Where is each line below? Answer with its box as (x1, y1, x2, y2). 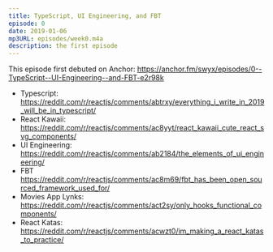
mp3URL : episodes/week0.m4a (8, 34, 104, 43)
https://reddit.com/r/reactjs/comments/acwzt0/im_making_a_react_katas (19, 226, 264, 236)
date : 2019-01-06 (8, 27, 67, 35)
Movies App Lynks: (19, 192, 84, 202)
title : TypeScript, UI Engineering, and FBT (8, 11, 162, 20)
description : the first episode (8, 42, 118, 50)
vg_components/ (19, 131, 77, 142)
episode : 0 (8, 19, 45, 28)
